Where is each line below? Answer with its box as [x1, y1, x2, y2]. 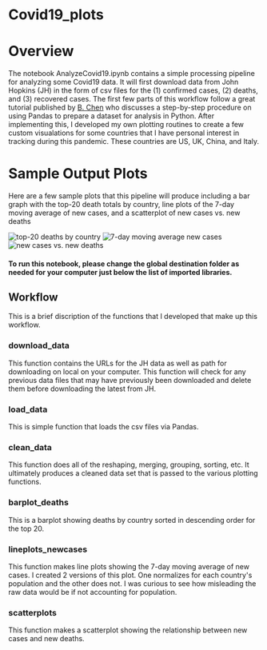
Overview [8, 42, 74, 61]
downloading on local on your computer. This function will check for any [8, 366, 246, 377]
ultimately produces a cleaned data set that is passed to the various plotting [8, 469, 258, 478]
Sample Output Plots [8, 165, 148, 183]
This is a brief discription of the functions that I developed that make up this [8, 312, 258, 321]
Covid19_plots [8, 6, 104, 24]
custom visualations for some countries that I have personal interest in [8, 128, 240, 138]
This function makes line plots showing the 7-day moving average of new [8, 561, 250, 571]
